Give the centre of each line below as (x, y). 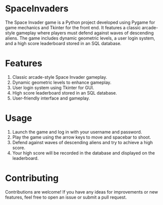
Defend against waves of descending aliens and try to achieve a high (82, 142)
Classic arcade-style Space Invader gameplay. (60, 77)
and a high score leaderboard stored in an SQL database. (63, 43)
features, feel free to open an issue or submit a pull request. (66, 197)
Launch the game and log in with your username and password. (77, 132)
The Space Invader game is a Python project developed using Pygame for (80, 22)
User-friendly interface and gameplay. (51, 98)
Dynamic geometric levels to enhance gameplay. (62, 82)
